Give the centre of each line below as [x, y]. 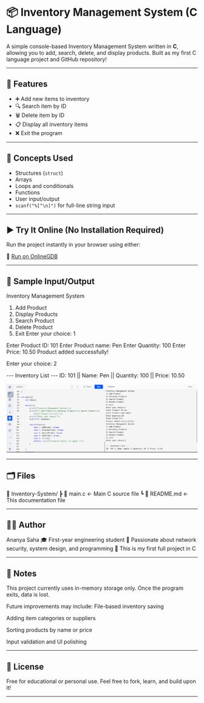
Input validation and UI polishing [46, 642]
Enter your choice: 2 [32, 364]
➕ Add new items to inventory [52, 99]
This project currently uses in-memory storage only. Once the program [95, 588]
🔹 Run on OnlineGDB [32, 256]
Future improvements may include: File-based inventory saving [85, 606]
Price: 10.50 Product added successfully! [58, 352]
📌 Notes [22, 573]
